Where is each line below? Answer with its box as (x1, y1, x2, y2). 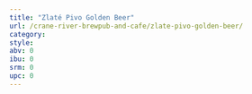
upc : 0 (9, 72, 34, 81)
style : (9, 38, 34, 47)
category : (9, 30, 47, 38)
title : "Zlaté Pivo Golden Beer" (9, 13, 135, 22)
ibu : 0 (9, 55, 34, 64)
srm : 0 (9, 64, 34, 73)
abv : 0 (9, 47, 34, 56)
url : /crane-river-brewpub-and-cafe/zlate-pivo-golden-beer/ (9, 21, 244, 30)
